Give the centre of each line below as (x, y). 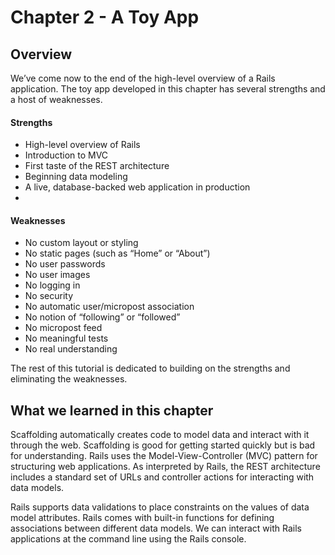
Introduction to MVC (66, 155)
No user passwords (65, 264)
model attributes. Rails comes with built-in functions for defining (142, 518)
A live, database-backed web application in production (137, 187)
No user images (57, 275)
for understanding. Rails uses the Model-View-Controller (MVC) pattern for (164, 456)
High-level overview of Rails (82, 145)
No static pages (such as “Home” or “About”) (117, 253)
